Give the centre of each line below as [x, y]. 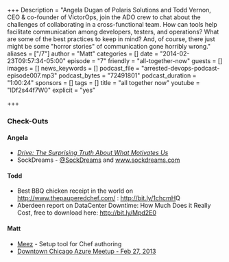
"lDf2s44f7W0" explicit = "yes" [51, 90]
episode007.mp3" [32, 75]
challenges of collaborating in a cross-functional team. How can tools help [112, 24]
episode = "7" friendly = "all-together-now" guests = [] [145, 61]
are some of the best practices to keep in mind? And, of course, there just [111, 39]
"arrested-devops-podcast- [180, 68]
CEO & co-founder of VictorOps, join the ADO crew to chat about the [104, 17]
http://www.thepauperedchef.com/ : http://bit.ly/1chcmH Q [98, 198]
